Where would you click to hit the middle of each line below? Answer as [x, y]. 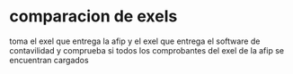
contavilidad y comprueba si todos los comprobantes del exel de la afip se [147, 50]
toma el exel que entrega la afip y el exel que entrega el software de [135, 41]
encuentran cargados [49, 60]
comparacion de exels [93, 16]
